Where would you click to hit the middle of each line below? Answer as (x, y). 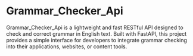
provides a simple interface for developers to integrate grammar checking (97, 40)
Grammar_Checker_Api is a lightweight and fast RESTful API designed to (95, 27)
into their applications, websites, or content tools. (67, 46)
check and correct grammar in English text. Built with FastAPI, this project (96, 33)
